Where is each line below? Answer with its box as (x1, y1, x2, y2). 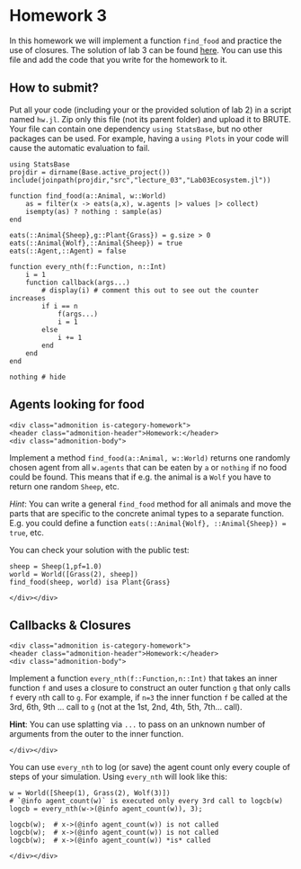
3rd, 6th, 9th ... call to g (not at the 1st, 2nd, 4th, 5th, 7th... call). (9, 702, 243, 712)
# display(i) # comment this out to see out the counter (41, 285, 259, 295)
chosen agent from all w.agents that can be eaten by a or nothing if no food (9, 461, 288, 472)
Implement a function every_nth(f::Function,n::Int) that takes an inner (9, 673, 279, 684)
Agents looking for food (9, 397, 146, 412)
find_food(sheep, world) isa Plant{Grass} (9, 578, 171, 587)
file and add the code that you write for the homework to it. (9, 54, 227, 65)
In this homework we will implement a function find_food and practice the (9, 35, 282, 46)
